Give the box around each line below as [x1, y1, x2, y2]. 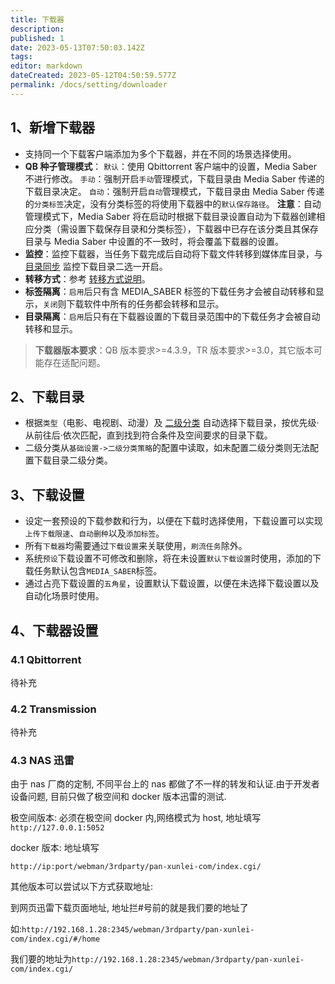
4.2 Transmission [10, 702, 97, 716]
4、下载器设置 [10, 622, 99, 639]
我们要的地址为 [10, 953, 72, 965]
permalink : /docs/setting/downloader [10, 80, 168, 90]
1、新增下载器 [10, 119, 96, 136]
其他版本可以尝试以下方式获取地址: [10, 881, 154, 893]
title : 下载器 [10, 14, 65, 25]
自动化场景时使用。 [24, 590, 105, 602]
